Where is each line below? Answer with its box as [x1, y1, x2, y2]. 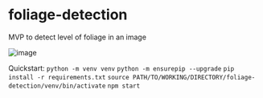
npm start [107, 82, 141, 90]
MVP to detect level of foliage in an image [8, 32, 147, 42]
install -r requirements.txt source [8, 73, 130, 81]
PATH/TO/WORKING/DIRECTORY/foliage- [132, 73, 256, 81]
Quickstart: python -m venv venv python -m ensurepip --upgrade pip [8, 63, 235, 73]
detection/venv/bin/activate [8, 82, 106, 90]
